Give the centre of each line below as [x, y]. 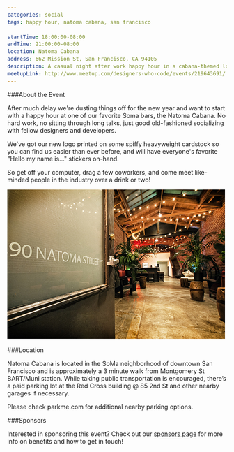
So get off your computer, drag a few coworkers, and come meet [100, 172]
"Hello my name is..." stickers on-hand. [63, 159]
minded [18, 180]
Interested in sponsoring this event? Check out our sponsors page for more [115, 434]
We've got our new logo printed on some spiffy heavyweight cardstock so [113, 144]
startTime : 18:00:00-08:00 [46, 37]
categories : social [36, 15]
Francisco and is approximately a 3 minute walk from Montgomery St [106, 371]
